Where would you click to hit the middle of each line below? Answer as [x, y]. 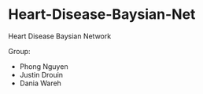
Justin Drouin [41, 74]
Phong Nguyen [44, 66]
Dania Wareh [40, 83]
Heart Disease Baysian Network [60, 36]
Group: [19, 51]
